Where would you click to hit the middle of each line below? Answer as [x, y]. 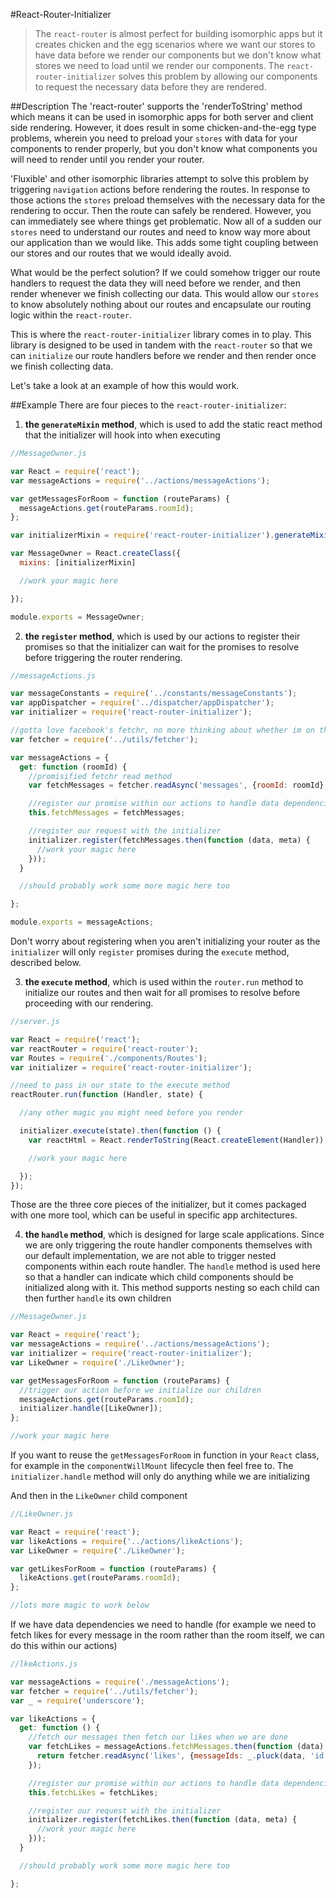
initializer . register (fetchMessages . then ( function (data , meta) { [169, 840]
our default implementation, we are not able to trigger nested [150, 1256]
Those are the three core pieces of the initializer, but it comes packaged [158, 1205]
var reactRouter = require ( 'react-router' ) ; [104, 1049]
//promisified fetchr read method [100, 776]
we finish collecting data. [62, 366]
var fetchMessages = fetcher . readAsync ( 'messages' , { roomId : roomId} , [178, 785]
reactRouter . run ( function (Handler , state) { [106, 1095]
